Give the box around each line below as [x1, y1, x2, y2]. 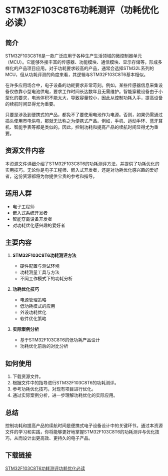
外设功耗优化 [19, 309, 46, 315]
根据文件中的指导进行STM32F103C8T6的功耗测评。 [12, 380, 119, 386]
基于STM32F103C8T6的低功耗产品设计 [19, 337, 100, 343]
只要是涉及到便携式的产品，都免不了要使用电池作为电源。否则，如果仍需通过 [5, 112, 163, 118]
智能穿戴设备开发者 [12, 216, 52, 222]
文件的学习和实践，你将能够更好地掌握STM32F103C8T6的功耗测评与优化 [5, 429, 155, 435]
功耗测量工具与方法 [19, 269, 60, 275]
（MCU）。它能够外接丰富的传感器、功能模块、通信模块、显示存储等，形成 [5, 59, 158, 65]
